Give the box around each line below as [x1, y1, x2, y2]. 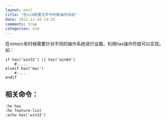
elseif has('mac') [5, 66, 44, 71]
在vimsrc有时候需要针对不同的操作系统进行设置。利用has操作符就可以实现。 [5, 41, 164, 47]
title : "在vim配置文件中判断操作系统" [5, 12, 78, 17]
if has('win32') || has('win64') [5, 57, 76, 62]
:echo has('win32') [5, 112, 46, 117]
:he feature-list [5, 108, 42, 113]
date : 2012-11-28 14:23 [5, 17, 56, 22]
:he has [5, 103, 22, 109]
